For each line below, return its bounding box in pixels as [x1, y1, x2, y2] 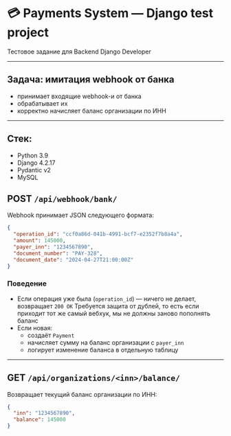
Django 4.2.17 [16, 159, 56, 167]
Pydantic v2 [16, 165, 52, 174]
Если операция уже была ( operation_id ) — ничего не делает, [16, 295, 197, 303]
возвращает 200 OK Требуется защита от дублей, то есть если [16, 301, 199, 310]
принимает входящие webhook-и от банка [16, 92, 142, 100]
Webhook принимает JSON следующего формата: [7, 211, 155, 220]
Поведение [7, 279, 47, 288]
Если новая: [16, 323, 53, 332]
